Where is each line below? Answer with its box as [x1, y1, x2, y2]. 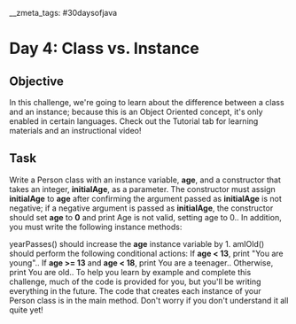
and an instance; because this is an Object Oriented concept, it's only [9, 106, 263, 117]
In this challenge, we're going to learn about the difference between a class [9, 97, 285, 107]
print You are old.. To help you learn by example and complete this [9, 266, 252, 277]
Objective [9, 73, 65, 89]
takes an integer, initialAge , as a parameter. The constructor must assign [9, 183, 277, 194]
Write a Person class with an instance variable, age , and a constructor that [9, 174, 282, 185]
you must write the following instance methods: [9, 221, 183, 232]
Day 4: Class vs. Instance [9, 39, 199, 58]
